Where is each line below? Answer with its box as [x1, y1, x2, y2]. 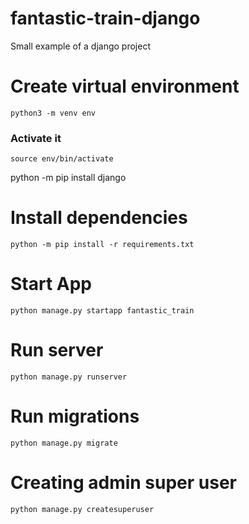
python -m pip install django [10, 172, 127, 184]
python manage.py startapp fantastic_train [10, 306, 195, 316]
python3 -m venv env [10, 108, 97, 118]
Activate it [10, 131, 62, 145]
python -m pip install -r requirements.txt [10, 240, 195, 250]
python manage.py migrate [10, 438, 118, 448]
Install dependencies [10, 207, 188, 229]
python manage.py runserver [10, 372, 128, 382]
